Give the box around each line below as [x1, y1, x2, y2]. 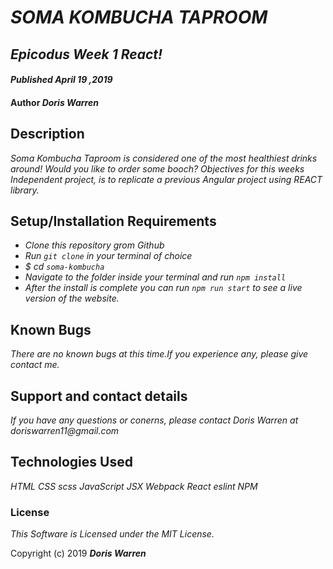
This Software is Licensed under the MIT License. [10, 528, 215, 540]
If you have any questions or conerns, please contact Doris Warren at [10, 414, 299, 426]
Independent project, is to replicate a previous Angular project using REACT [10, 173, 323, 185]
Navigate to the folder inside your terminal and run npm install [24, 271, 287, 283]
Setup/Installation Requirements [10, 212, 217, 230]
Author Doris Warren [10, 96, 99, 108]
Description [10, 126, 85, 143]
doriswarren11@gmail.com [10, 425, 120, 437]
